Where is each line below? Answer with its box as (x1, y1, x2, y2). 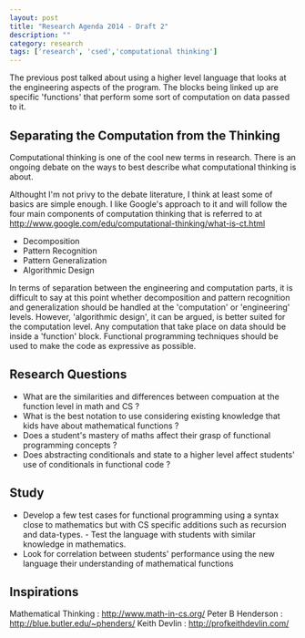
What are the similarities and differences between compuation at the (22, 391, 280, 402)
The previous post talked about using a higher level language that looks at (9, 72, 287, 83)
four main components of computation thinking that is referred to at (9, 208, 262, 219)
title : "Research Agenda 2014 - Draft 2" (9, 22, 169, 31)
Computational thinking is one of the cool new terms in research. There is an (9, 151, 296, 162)
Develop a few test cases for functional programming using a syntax (22, 509, 280, 520)
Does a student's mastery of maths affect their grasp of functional (22, 429, 271, 440)
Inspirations (9, 584, 79, 600)
